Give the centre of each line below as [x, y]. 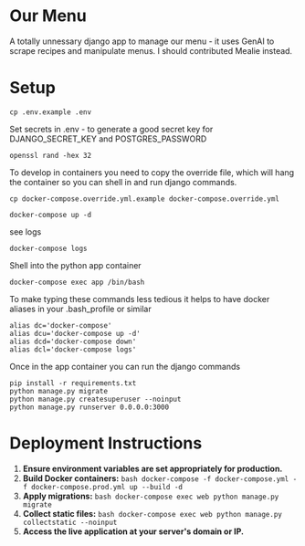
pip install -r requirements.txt [73, 383]
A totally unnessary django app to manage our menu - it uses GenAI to [142, 41]
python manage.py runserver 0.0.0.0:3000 [89, 407]
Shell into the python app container [75, 265]
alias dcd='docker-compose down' [73, 341]
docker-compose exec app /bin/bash [77, 282]
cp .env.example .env [51, 112]
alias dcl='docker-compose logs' [73, 349]
